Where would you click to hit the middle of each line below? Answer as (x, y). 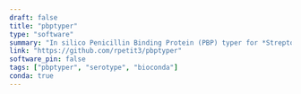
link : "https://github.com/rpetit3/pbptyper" (95, 51)
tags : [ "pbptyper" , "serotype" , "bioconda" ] (94, 68)
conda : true (31, 76)
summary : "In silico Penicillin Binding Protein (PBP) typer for (133, 43)
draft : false (34, 17)
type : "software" (42, 34)
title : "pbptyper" (43, 26)
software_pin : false (48, 59)
